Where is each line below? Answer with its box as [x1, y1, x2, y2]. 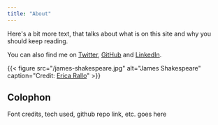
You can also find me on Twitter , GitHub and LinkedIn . [7, 50, 162, 59]
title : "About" [7, 10, 52, 17]
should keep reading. [7, 36, 68, 45]
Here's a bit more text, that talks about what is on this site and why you [7, 29, 212, 38]
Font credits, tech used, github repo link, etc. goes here [7, 110, 167, 119]
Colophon [7, 91, 51, 103]
